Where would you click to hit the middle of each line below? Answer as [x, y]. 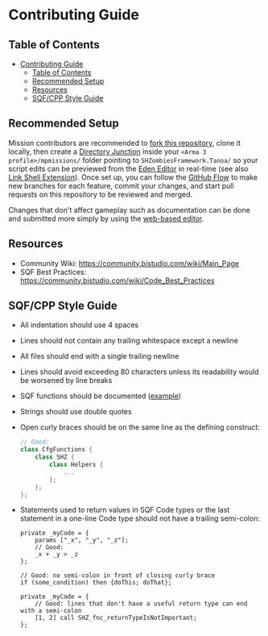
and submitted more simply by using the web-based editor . [106, 218]
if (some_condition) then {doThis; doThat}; [96, 583]
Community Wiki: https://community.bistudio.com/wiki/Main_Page [130, 263]
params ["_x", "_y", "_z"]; [82, 540]
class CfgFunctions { [56, 450]
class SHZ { [55, 457]
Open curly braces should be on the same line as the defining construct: [140, 427]
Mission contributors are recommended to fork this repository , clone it [125, 143]
